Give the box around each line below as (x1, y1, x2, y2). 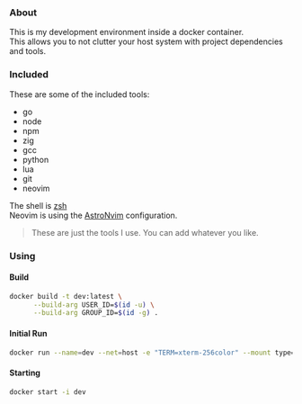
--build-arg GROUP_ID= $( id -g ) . (32, 309, 159, 318)
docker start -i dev (9, 387, 87, 397)
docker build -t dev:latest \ (9, 292, 123, 301)
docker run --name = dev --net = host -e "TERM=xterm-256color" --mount (9, 348, 271, 357)
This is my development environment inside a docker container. (9, 27, 244, 38)
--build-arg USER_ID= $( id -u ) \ (32, 300, 155, 310)
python (22, 154, 49, 165)
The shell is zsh (9, 200, 67, 211)
